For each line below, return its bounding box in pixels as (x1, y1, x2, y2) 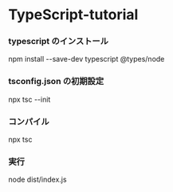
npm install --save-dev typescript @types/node (8, 54, 165, 64)
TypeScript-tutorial (8, 6, 139, 24)
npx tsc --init (8, 94, 51, 104)
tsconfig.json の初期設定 (8, 76, 104, 87)
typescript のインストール (8, 36, 109, 47)
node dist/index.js (8, 174, 67, 185)
